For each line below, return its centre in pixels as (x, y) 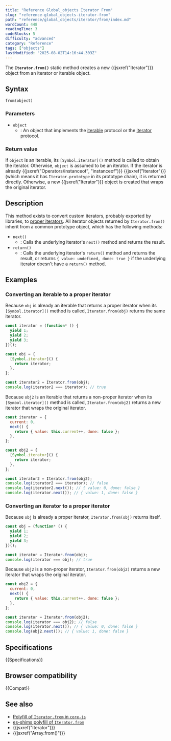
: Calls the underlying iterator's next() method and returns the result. (93, 242)
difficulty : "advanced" (31, 39)
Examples (21, 280)
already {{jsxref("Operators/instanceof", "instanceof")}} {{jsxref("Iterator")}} (86, 171)
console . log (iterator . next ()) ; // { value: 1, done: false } (72, 493)
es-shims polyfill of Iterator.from (48, 722)
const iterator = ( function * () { (42, 326)
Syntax (17, 89)
